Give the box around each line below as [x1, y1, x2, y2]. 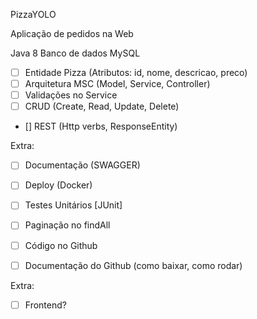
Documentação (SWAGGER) [24, 159, 141, 171]
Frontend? [24, 299, 67, 311]
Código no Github [24, 239, 98, 251]
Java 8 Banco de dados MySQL [10, 47, 141, 59]
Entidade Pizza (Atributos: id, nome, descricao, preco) [24, 67, 248, 78]
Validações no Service [24, 89, 118, 101]
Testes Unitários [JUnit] [24, 199, 123, 211]
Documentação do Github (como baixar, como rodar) [24, 259, 243, 271]
